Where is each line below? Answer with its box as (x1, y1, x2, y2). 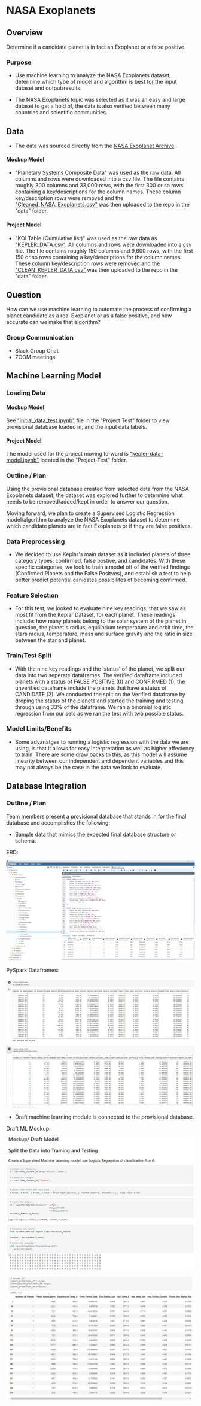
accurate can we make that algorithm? (6, 319, 100, 326)
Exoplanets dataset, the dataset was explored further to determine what (6, 492, 184, 499)
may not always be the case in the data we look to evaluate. (14, 763, 163, 771)
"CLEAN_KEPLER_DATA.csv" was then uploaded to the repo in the (14, 266, 178, 273)
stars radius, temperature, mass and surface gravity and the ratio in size (14, 630, 193, 638)
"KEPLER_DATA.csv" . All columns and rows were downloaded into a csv (14, 241, 192, 248)
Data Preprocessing (6, 537, 65, 546)
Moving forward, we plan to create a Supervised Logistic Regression (6, 510, 175, 517)
